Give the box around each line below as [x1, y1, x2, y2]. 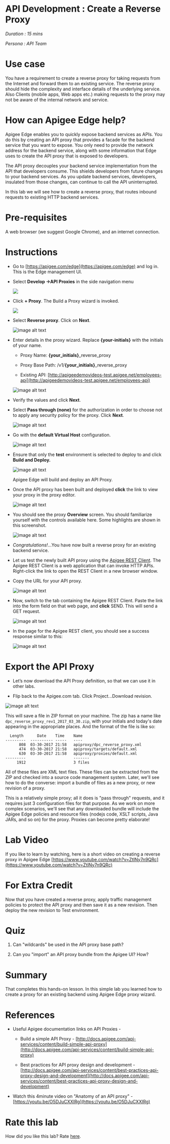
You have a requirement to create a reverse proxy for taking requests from [5, 75, 161, 81]
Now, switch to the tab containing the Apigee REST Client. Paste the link [12, 597, 163, 603]
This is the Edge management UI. [12, 269, 82, 275]
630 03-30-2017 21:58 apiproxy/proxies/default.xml [18, 751, 138, 756]
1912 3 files [16, 760, 90, 765]
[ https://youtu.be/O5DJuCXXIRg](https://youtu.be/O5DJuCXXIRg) [12, 1099, 151, 1105]
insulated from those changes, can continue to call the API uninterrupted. [5, 179, 158, 185]
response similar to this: [12, 633, 63, 639]
